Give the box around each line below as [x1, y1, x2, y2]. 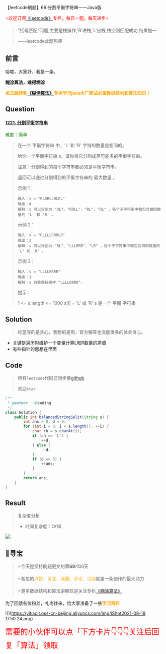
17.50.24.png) [5, 616, 33, 622]
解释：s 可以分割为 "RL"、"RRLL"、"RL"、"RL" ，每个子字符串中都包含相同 [17, 207, 157, 212]
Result [5, 498, 26, 507]
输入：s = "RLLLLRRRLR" [17, 233, 65, 238]
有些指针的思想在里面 [12, 346, 57, 352]
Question [5, 105, 35, 113]
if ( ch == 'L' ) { [32, 433, 69, 438]
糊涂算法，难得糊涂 [5, 79, 45, 85]
